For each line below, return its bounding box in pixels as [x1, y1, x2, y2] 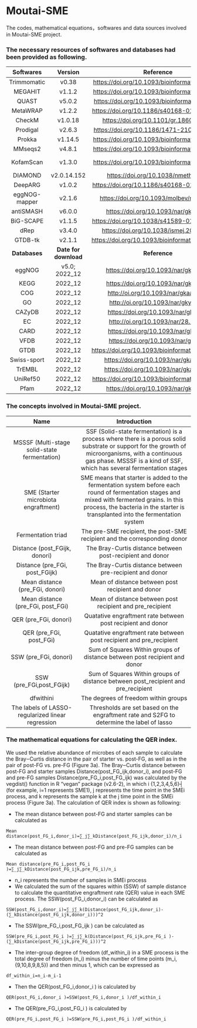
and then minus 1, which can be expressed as [49, 961, 159, 968]
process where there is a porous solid [82, 434, 186, 443]
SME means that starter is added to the [80, 473, 188, 481]
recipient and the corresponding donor [81, 534, 188, 543]
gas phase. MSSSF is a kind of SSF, [85, 457, 183, 465]
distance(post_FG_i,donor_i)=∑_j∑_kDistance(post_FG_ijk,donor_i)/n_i [6, 833, 182, 839]
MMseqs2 [13, 145, 41, 153]
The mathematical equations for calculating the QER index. [6, 736, 178, 744]
